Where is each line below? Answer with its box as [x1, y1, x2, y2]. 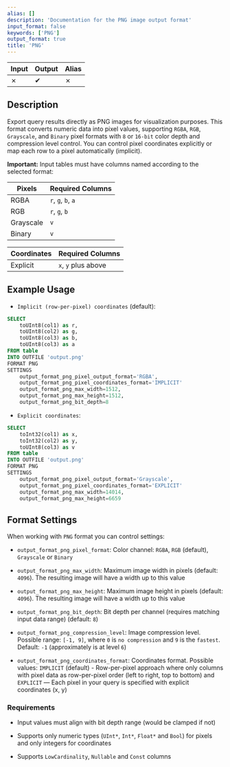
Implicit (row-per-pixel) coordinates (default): [16, 302, 156, 310]
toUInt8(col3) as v [19, 444, 76, 451]
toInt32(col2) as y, [19, 437, 78, 444]
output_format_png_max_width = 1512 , [19, 386, 122, 393]
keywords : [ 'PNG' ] [7, 29, 60, 37]
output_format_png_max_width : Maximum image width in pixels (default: [16, 566, 218, 575]
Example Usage [7, 284, 76, 296]
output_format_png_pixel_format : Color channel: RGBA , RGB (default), [16, 546, 209, 554]
